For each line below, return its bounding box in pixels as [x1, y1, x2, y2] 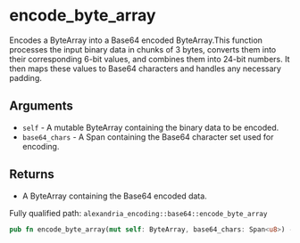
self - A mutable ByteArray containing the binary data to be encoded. [21, 122, 279, 133]
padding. [9, 72, 42, 83]
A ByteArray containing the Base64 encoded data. [21, 190, 207, 201]
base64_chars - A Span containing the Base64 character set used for [21, 131, 274, 142]
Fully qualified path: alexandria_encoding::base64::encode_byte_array [9, 207, 268, 218]
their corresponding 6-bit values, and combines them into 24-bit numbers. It [9, 53, 290, 64]
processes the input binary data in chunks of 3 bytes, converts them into [9, 44, 277, 54]
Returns [9, 166, 55, 182]
